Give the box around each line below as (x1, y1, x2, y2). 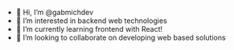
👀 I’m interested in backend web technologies (15, 16, 167, 25)
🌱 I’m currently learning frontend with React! (15, 25, 163, 33)
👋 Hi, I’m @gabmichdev (15, 8, 94, 17)
